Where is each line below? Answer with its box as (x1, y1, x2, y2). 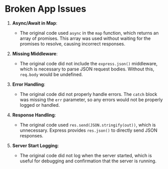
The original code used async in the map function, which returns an (19, 30, 159, 36)
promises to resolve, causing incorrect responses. (19, 40, 126, 46)
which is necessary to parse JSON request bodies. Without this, (19, 66, 154, 72)
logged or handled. (19, 102, 60, 108)
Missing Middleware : (12, 51, 58, 57)
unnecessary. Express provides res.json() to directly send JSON (19, 127, 158, 133)
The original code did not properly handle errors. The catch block (19, 91, 158, 97)
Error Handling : (12, 81, 45, 87)
